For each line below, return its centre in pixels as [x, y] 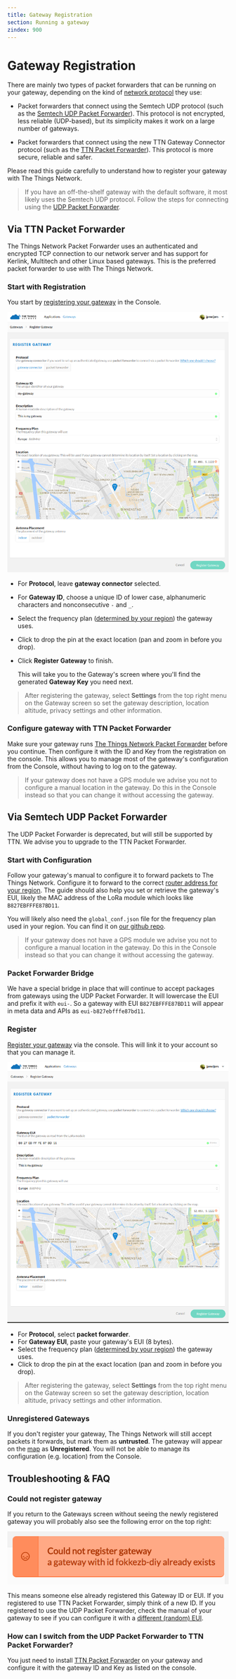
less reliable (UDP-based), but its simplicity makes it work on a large [116, 121]
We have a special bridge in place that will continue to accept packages [111, 989]
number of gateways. [48, 129]
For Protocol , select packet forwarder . [74, 1334]
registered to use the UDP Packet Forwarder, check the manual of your [110, 1610]
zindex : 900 [25, 30]
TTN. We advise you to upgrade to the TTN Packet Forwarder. [97, 842]
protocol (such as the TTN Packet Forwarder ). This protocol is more [116, 150]
